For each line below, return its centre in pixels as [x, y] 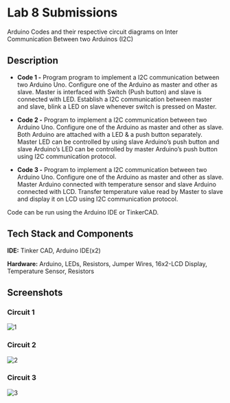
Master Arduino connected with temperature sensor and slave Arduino [116, 184]
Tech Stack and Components [70, 234]
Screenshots [35, 293]
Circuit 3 [22, 378]
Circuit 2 [22, 345]
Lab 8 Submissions [62, 13]
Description [33, 61]
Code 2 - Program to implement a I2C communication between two [112, 120]
